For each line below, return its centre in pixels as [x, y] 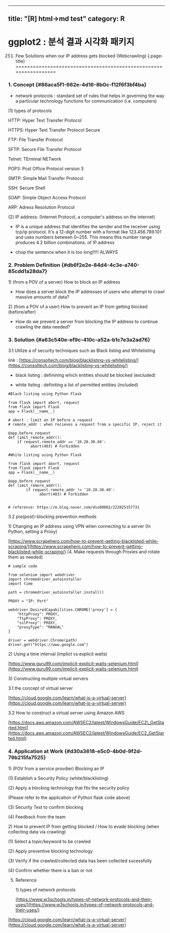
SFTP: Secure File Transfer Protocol [45, 149]
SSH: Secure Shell [27, 188]
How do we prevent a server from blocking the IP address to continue [86, 321]
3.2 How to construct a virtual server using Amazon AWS [66, 713]
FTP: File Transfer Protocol [36, 140]
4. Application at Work [36, 752]
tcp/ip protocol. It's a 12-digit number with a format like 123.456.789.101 [88, 232]
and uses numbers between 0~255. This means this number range [84, 237]
